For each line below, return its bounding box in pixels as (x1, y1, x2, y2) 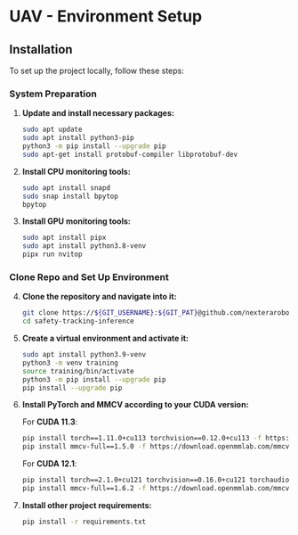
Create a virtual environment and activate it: (21, 333, 189, 344)
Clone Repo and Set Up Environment (9, 270, 169, 283)
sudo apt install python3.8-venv (21, 242, 147, 251)
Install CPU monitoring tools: (21, 166, 131, 177)
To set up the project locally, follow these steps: (9, 65, 185, 76)
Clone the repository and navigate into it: (21, 292, 177, 302)
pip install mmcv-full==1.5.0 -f (21, 442, 147, 451)
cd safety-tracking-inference (21, 317, 135, 326)
